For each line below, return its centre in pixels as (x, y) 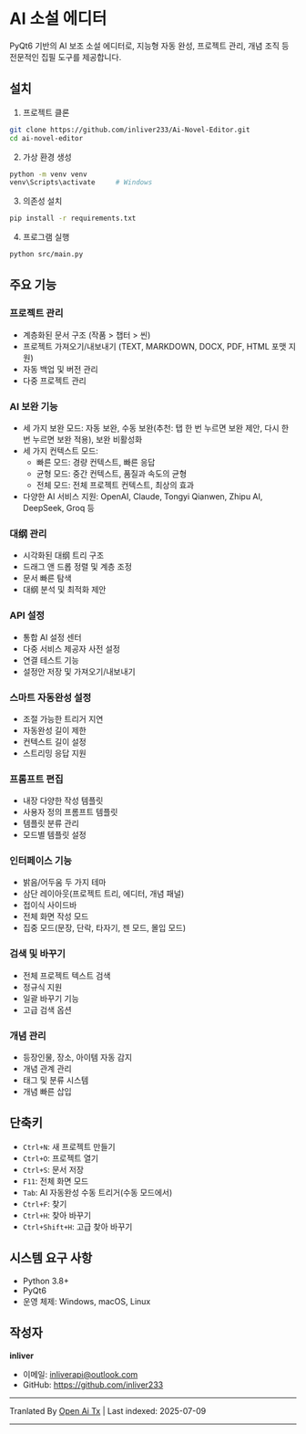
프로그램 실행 (46, 237)
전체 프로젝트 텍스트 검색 (66, 975)
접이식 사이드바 (50, 905)
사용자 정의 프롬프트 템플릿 (70, 812)
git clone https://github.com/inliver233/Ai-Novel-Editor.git (130, 130)
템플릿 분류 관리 (51, 823)
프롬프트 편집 (36, 779)
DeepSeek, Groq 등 (59, 508)
